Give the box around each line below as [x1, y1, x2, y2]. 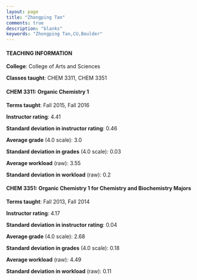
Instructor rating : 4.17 [6, 209, 60, 217]
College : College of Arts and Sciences [6, 63, 100, 70]
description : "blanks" [6, 25, 63, 32]
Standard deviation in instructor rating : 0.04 [6, 221, 118, 228]
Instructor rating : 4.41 [6, 113, 61, 120]
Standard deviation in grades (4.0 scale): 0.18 [6, 244, 120, 251]
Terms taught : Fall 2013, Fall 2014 [6, 198, 90, 205]
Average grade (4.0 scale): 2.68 [6, 233, 85, 240]
